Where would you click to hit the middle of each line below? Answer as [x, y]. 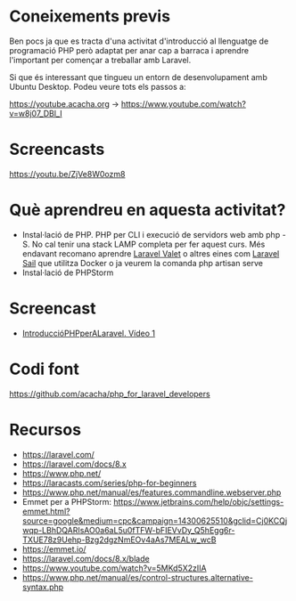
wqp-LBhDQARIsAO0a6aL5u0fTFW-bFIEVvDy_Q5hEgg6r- [128, 530]
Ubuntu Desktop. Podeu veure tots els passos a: [98, 86]
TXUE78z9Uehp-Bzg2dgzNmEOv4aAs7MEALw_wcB [119, 540]
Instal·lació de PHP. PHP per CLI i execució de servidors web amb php [151, 234]
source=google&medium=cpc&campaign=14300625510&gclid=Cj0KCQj [155, 520]
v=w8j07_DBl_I [36, 113]
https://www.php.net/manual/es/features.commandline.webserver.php [152, 492]
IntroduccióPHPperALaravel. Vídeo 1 [89, 333]
